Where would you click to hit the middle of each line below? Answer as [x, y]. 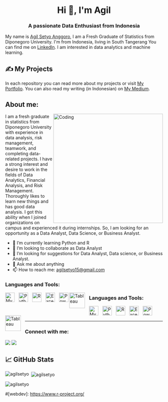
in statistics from [22, 122]
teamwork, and [21, 148]
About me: [22, 104]
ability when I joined [26, 217]
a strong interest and [27, 164]
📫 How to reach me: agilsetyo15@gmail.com [58, 270]
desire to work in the [26, 170]
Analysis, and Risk [24, 186]
